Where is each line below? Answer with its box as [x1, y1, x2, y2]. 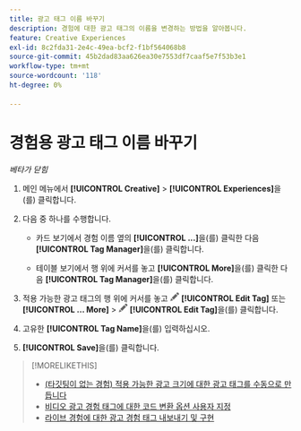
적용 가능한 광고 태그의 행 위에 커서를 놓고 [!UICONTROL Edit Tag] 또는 [21, 292, 287, 304]
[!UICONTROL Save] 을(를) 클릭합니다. [21, 341, 159, 353]
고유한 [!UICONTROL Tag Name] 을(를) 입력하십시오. [21, 323, 211, 333]
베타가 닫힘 [9, 164, 48, 175]
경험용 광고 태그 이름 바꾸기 [9, 133, 198, 152]
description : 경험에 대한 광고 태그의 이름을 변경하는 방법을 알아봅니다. [9, 23, 247, 33]
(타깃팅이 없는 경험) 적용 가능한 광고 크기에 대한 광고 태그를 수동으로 [44, 378, 282, 389]
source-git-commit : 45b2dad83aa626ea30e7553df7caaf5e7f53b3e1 [9, 52, 246, 62]
